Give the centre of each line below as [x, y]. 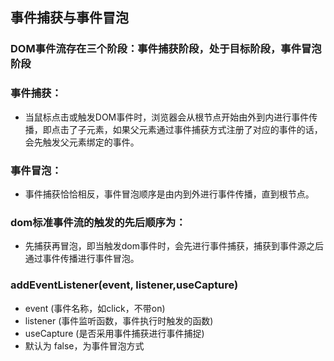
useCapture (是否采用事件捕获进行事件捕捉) [114, 333]
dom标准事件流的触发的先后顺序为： [98, 222]
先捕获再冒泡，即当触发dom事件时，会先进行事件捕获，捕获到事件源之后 [174, 246]
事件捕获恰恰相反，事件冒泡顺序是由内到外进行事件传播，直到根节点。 [169, 194]
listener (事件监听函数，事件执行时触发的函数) [119, 320]
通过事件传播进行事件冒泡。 [82, 259]
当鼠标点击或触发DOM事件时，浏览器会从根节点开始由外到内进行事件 [167, 117]
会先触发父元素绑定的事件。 [82, 142]
